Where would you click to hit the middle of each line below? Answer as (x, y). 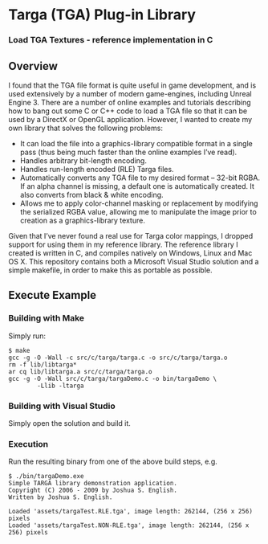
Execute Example (53, 295)
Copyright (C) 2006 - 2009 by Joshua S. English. (93, 491)
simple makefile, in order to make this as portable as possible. (110, 270)
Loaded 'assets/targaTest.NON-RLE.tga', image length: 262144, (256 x (129, 526)
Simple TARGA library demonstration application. (93, 484)
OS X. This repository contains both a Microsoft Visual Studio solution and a (134, 261)
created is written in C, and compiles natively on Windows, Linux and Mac (130, 253)
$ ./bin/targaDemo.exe (46, 477)
